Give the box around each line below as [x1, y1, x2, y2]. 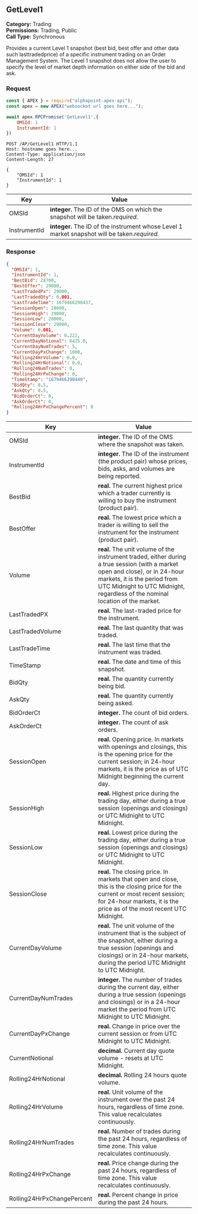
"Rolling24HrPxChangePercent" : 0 [11, 404, 94, 410]
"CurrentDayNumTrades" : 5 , [11, 343, 78, 350]
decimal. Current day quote [98, 1047, 175, 1055]
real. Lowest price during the [98, 828, 178, 837]
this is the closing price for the [98, 883, 182, 891]
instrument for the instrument [98, 528, 179, 537]
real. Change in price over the [98, 1022, 181, 1031]
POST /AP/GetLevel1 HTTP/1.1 [6, 141, 78, 147]
